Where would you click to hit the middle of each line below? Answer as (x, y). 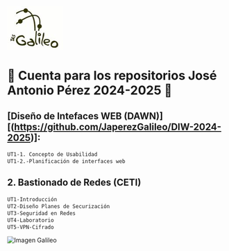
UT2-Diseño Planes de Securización (59, 206)
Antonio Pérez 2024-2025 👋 (90, 90)
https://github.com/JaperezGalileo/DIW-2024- (118, 127)
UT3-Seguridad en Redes (42, 213)
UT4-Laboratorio (31, 220)
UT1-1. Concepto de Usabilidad (52, 155)
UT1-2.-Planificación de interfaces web (67, 162)
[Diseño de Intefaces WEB (65, 116)
